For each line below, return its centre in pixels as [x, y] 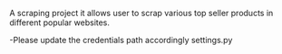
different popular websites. [60, 22]
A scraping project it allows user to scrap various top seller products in [141, 13]
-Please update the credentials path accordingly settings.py [121, 40]
